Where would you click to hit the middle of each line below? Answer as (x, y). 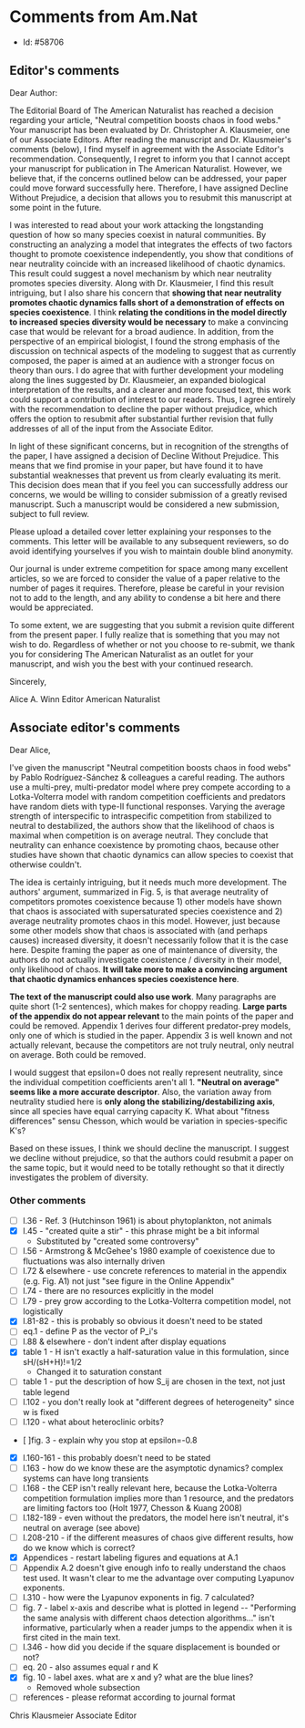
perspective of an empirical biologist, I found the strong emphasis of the (145, 341)
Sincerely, (28, 681)
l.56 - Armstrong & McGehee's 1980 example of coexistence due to (149, 1250)
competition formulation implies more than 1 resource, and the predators (158, 1498)
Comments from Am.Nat (104, 17)
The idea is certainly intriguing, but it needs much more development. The (148, 882)
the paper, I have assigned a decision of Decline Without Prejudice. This (144, 455)
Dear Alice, (30, 750)
